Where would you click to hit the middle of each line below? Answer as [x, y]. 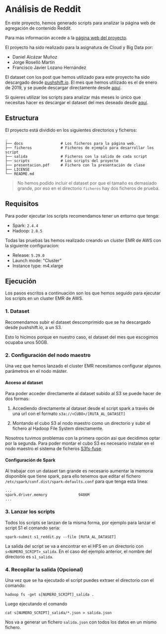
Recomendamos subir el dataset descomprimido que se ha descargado [78, 322]
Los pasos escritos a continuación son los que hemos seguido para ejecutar [83, 293]
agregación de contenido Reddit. [38, 28]
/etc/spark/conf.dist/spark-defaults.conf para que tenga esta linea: [77, 481]
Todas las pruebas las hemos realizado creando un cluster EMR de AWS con [83, 240]
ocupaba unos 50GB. [27, 342]
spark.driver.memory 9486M [48, 495]
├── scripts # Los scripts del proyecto [62, 161]
